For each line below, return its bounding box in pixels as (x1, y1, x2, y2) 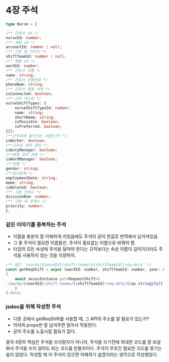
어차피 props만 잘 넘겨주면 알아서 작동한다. (13, 322, 97, 328)
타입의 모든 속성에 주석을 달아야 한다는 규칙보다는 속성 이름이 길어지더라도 (13, 246, 158, 252)
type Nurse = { (6, 21, 38, 27)
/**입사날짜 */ (6, 171, 33, 176)
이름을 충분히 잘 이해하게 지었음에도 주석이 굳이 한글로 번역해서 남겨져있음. (13, 233, 159, 239)
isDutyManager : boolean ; (6, 147, 58, 152)
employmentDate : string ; (6, 175, 58, 180)
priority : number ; (6, 204, 44, 209)
